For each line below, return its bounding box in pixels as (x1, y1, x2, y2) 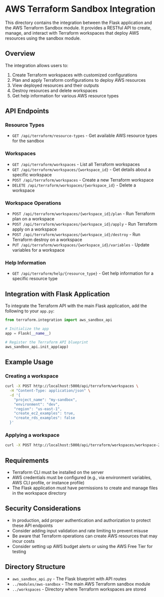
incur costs (12, 538, 35, 544)
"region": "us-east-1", (14, 406, 62, 411)
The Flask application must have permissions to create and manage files (12, 485, 158, 491)
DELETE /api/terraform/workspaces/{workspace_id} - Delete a (12, 182, 136, 188)
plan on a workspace (12, 216, 55, 222)
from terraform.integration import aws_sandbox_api (5, 317, 112, 323)
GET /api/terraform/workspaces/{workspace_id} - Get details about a (12, 167, 151, 172)
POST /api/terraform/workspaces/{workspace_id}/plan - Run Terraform (12, 211, 155, 216)
